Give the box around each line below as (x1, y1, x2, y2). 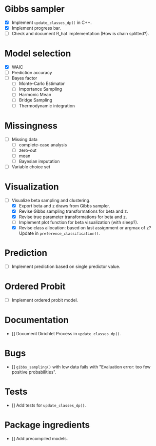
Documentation (4, 315, 69, 325)
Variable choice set (11, 163, 51, 169)
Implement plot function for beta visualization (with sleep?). (19, 220, 138, 225)
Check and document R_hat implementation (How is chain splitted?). (11, 31, 149, 37)
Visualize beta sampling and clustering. (11, 197, 91, 203)
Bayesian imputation (19, 158, 60, 164)
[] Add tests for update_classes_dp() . (11, 403, 86, 408)
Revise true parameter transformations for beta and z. (19, 214, 127, 220)
